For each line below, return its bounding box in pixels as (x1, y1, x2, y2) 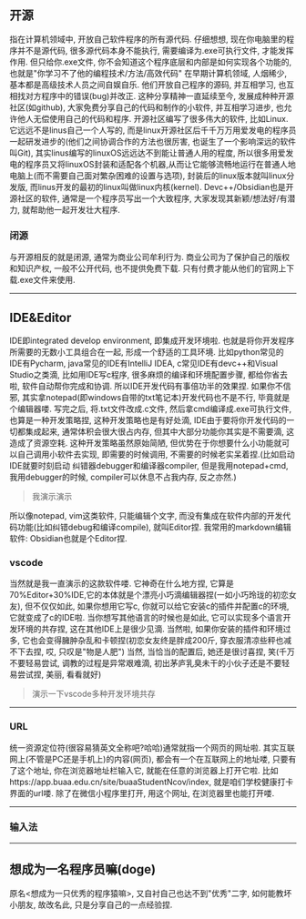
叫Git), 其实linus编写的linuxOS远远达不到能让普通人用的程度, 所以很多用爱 (9, 147, 286, 158)
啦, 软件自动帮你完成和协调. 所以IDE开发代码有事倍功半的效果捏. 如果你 (9, 380, 276, 391)
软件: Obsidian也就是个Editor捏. (9, 532, 127, 543)
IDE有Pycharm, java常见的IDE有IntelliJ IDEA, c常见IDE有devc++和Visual (9, 358, 279, 369)
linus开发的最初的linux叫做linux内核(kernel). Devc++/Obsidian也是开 (37, 181, 294, 192)
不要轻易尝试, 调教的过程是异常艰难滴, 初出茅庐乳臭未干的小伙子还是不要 (9, 658, 282, 669)
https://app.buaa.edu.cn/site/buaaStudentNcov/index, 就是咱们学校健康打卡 (9, 776, 294, 787)
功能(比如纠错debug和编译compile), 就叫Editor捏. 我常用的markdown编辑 (16, 521, 291, 532)
